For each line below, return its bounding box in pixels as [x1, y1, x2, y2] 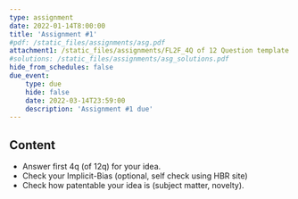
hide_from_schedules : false [9, 63, 114, 72]
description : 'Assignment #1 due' [25, 104, 153, 113]
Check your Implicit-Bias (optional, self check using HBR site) [21, 170, 248, 181]
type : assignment [9, 12, 74, 22]
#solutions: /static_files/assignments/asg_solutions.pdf [9, 54, 229, 63]
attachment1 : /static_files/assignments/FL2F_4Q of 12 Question [9, 46, 253, 55]
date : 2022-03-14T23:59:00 [25, 95, 126, 105]
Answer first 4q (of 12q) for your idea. [21, 162, 161, 172]
